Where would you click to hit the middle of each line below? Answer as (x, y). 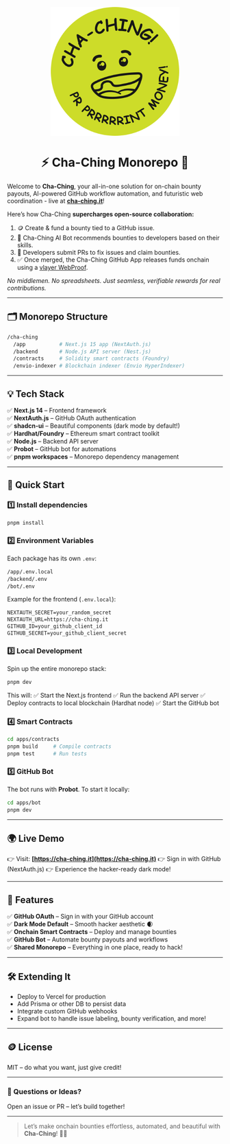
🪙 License (30, 1048)
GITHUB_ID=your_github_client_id (55, 627)
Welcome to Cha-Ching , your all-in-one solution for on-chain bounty (104, 186)
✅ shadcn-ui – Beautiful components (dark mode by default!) (93, 426)
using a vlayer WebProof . (52, 267)
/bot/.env (21, 586)
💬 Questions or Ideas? (44, 1091)
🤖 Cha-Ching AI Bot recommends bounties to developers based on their (118, 238)
